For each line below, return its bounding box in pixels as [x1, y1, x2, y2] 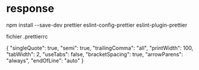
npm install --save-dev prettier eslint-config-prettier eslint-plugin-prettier [6, 21, 188, 28]
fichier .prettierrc [6, 33, 48, 40]
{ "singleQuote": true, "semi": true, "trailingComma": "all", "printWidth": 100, [6, 44, 194, 52]
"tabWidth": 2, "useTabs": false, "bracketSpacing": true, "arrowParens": [6, 50, 183, 58]
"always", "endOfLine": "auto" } [6, 57, 84, 64]
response [6, 2, 55, 15]
